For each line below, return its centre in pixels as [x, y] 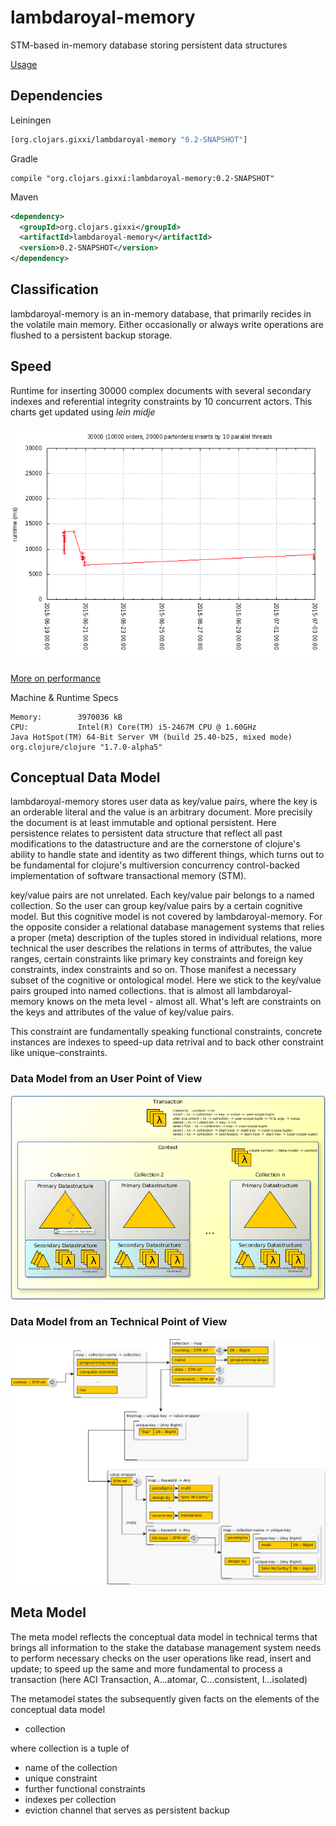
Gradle [24, 158]
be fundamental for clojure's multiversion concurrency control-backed [155, 865]
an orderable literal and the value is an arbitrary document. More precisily [161, 812]
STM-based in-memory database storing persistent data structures [149, 45]
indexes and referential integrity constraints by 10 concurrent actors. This [161, 401]
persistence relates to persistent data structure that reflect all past [146, 833]
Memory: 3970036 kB [66, 717]
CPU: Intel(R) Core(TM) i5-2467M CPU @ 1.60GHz [133, 727]
